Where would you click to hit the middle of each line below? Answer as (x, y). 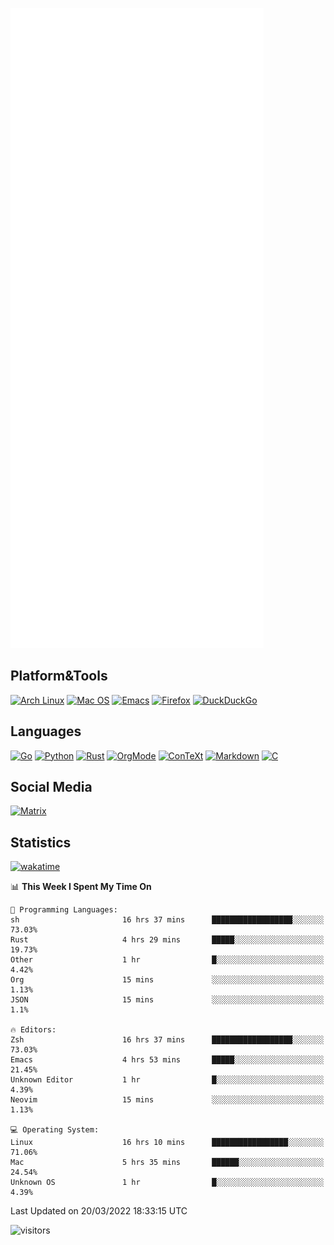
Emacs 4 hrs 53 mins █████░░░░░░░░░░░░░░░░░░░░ (167, 1060)
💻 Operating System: (55, 1130)
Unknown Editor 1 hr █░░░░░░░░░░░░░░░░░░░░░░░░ (167, 1080)
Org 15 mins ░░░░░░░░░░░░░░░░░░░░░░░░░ (167, 980)
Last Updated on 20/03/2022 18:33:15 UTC (99, 1211)
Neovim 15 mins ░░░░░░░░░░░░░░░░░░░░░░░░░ (167, 1100)
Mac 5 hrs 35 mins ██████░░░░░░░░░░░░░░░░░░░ (167, 1163)
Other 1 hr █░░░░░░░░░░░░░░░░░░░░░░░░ (167, 960)
